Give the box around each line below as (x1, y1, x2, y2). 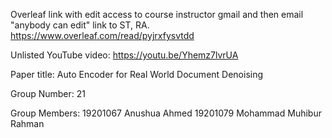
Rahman (10, 118, 45, 129)
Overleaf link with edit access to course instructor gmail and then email (10, 9, 304, 20)
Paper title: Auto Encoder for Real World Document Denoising (10, 69, 264, 80)
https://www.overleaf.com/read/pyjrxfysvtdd (10, 30, 195, 41)
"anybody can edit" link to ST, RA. (10, 19, 150, 31)
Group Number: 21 (10, 88, 86, 99)
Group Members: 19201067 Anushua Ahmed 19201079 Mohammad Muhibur (10, 107, 322, 119)
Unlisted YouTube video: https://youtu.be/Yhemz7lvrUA (10, 49, 239, 61)
